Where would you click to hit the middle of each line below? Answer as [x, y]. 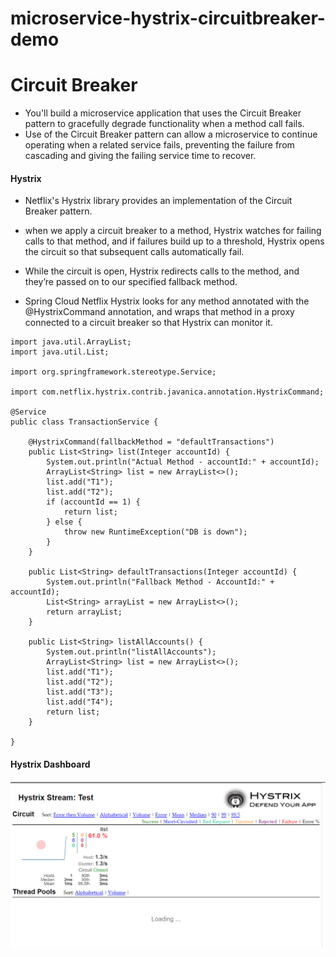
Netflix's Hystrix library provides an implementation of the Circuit [158, 201]
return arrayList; [84, 612]
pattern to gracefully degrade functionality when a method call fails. [164, 124]
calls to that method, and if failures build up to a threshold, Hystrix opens [174, 241]
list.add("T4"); [80, 702]
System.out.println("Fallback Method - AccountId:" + [160, 582]
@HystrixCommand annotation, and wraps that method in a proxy [159, 312]
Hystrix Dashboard [50, 764]
